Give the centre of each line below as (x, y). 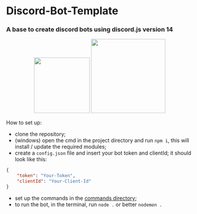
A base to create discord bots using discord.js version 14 (90, 30)
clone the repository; (40, 134)
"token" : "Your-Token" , (46, 176)
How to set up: (24, 123)
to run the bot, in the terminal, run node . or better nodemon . (88, 204)
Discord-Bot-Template (62, 11)
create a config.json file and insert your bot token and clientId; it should (103, 153)
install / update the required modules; (61, 147)
